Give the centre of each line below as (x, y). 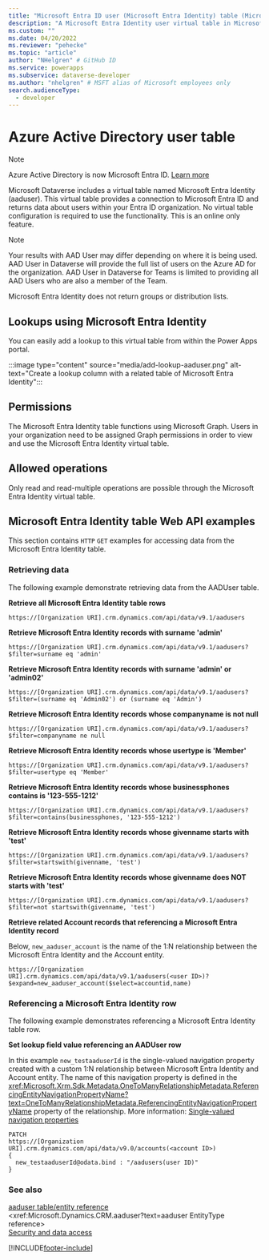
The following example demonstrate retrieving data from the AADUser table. (134, 587)
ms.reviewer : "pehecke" (48, 46)
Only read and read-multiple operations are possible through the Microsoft (131, 488)
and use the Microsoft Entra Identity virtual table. (89, 443)
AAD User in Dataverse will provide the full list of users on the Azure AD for (132, 264)
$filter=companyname (43, 736)
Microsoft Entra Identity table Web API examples (132, 522)
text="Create (30, 373)
